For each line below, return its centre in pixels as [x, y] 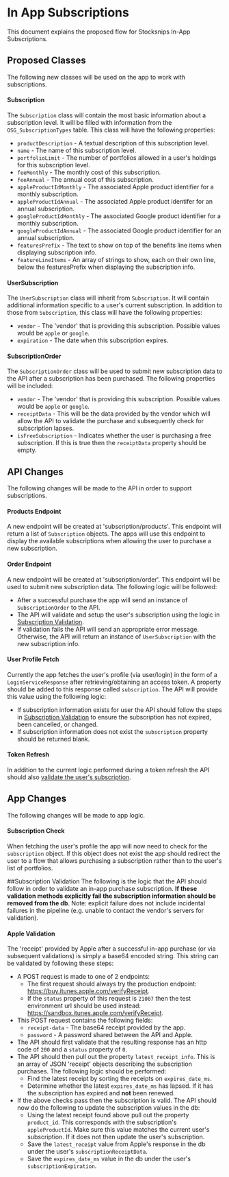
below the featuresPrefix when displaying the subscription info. [106, 267]
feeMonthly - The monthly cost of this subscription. [89, 172]
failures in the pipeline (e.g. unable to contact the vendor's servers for [106, 911]
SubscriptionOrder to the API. [58, 607]
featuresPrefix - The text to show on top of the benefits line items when [119, 245]
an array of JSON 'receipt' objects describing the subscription [105, 1064]
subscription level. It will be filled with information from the [90, 122]
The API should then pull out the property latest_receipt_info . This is [116, 1057]
